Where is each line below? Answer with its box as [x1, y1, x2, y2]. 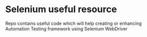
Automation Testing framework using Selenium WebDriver [5, 25, 128, 31]
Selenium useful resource [5, 4, 117, 15]
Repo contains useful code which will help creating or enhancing [5, 20, 142, 26]
